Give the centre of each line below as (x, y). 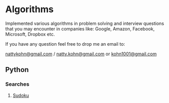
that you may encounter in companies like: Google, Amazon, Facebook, (80, 28)
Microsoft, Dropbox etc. (30, 34)
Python (17, 70)
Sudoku (21, 95)
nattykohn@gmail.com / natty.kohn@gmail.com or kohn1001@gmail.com (81, 54)
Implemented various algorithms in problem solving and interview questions (85, 23)
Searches (17, 84)
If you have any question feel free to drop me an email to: (65, 44)
